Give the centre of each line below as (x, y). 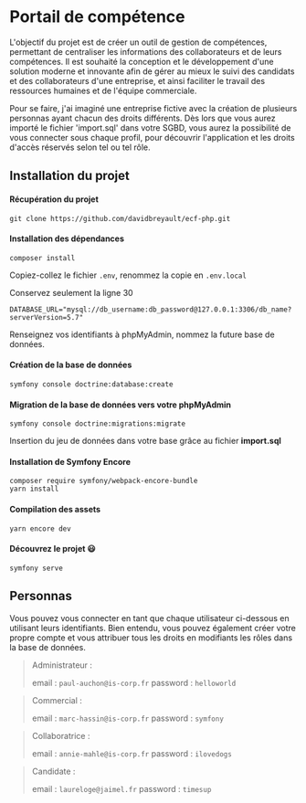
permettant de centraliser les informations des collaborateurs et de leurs (146, 51)
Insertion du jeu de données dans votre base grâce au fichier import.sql (145, 441)
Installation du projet (69, 176)
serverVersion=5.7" (47, 317)
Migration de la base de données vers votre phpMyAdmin (120, 405)
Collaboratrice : (61, 735)
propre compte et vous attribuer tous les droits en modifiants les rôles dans (151, 638)
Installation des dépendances (67, 238)
